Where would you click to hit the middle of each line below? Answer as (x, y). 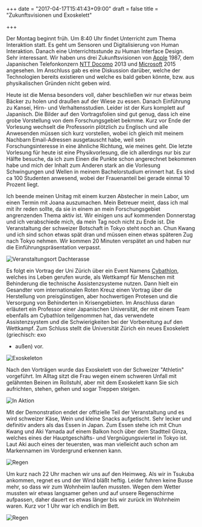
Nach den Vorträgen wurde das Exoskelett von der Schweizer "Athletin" (95, 370)
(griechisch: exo (26, 335)
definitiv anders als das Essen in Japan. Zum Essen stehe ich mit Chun (94, 425)
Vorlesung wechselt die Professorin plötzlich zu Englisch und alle (87, 127)
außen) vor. (29, 346)
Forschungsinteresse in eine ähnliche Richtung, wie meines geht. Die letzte (99, 146)
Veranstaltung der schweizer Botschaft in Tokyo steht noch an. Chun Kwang (101, 228)
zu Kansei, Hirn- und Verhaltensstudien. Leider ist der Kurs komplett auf (96, 108)
